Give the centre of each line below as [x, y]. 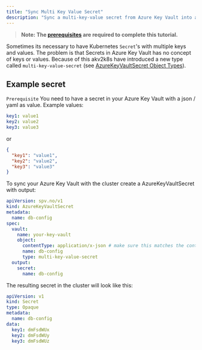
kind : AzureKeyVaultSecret [40, 207]
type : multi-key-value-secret [60, 257]
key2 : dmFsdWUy [31, 335]
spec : [13, 223]
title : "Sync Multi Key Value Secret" [55, 12]
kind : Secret [23, 302]
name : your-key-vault [44, 235]
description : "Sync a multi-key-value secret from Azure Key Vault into [99, 17]
